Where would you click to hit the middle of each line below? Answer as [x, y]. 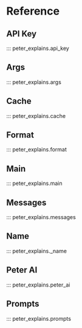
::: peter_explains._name [36, 251]
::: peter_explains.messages [41, 217]
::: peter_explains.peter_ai [38, 285]
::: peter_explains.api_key [38, 48]
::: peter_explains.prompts [39, 318]
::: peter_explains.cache [36, 116]
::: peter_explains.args [34, 82]
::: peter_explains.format [36, 150]
